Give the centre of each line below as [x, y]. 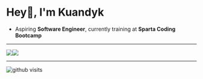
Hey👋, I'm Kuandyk [55, 12]
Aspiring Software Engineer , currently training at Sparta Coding [95, 29]
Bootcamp [28, 35]
